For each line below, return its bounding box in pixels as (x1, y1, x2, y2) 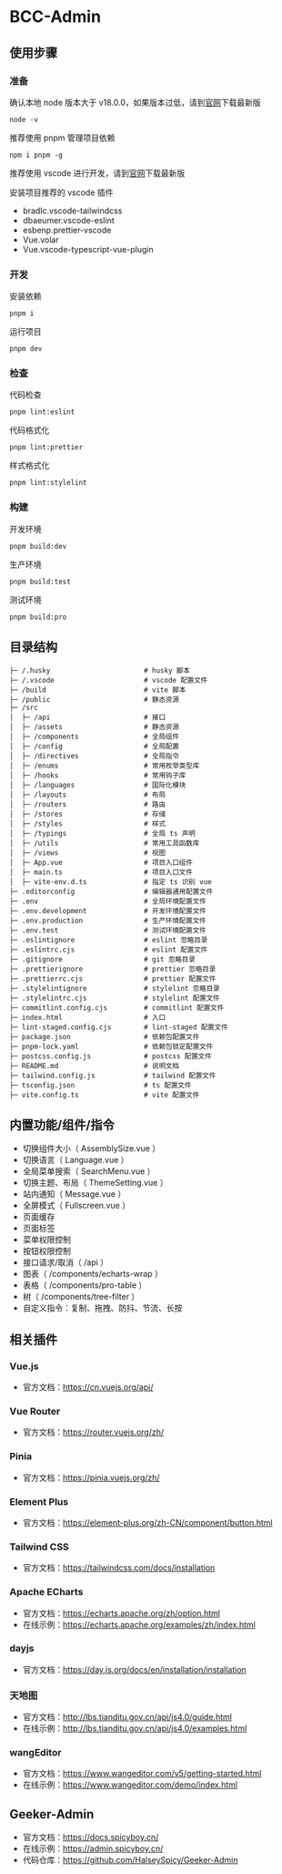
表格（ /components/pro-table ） (22, 1280, 147, 1291)
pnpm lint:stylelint (9, 479, 88, 488)
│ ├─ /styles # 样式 (9, 819, 166, 829)
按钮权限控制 (22, 1246, 71, 1257)
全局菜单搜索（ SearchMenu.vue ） (22, 1166, 156, 1177)
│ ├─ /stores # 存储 (9, 809, 166, 819)
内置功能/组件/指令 (9, 1117, 116, 1132)
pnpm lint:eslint (9, 407, 76, 417)
